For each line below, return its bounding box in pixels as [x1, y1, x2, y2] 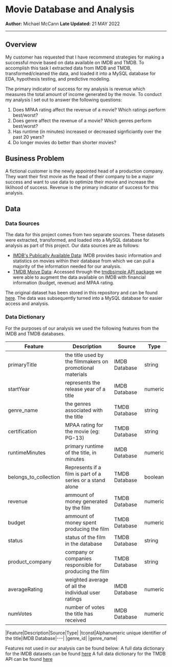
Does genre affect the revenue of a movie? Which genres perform [12, 117, 152, 124]
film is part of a [64, 470, 101, 477]
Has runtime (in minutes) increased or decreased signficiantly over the [12, 128, 162, 135]
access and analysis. [5, 300, 50, 307]
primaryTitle [8, 361, 37, 368]
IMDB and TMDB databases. [5, 330, 65, 337]
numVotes [8, 610, 32, 617]
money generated [64, 498, 108, 505]
